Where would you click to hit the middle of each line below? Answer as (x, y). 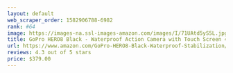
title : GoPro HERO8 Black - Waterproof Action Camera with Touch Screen (114, 40)
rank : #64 (21, 26)
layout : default (31, 14)
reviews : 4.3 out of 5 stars (49, 53)
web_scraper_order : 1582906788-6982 (60, 20)
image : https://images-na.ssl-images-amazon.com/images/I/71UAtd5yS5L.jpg (118, 33)
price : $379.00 (29, 59)
